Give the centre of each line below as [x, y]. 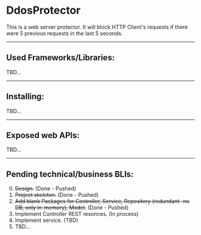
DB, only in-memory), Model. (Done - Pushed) [71, 207]
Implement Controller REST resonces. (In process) [77, 214]
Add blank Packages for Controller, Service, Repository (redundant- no [102, 202]
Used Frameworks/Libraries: [60, 58]
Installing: [25, 97]
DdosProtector [43, 10]
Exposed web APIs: [43, 135]
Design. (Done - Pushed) [45, 188]
